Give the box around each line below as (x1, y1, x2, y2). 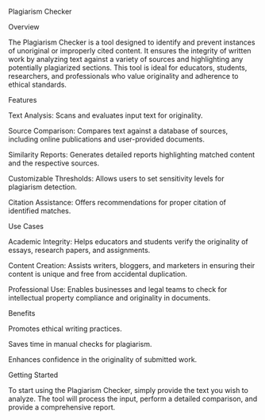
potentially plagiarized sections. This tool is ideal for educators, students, (8, 63, 248, 72)
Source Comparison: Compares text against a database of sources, (8, 126, 229, 135)
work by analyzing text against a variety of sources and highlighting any (8, 55, 244, 64)
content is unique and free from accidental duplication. (8, 270, 188, 278)
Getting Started (8, 370, 59, 379)
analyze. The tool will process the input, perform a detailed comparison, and (8, 394, 258, 403)
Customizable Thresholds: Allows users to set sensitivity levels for (8, 174, 225, 183)
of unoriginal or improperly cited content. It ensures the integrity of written (8, 46, 252, 55)
